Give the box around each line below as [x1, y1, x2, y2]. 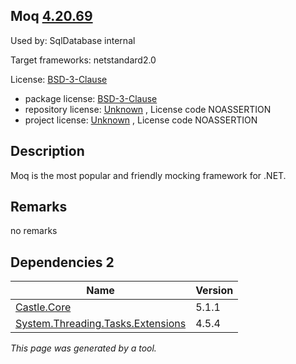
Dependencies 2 [10, 254, 115, 271]
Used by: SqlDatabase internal [10, 34, 136, 46]
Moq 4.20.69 [10, 8, 93, 25]
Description [10, 143, 85, 160]
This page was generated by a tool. [10, 342, 157, 354]
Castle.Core [15, 300, 72, 314]
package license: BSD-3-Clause [24, 92, 158, 104]
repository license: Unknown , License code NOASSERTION [24, 103, 272, 115]
